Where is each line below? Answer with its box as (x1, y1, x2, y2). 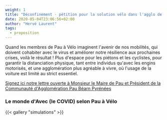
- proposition (9, 30, 39, 35)
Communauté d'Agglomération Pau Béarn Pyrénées (5, 86, 111, 91)
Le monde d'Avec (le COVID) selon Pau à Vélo (5, 98, 117, 105)
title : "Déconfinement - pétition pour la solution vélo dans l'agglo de (5, 12, 162, 17)
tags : (5, 26, 16, 31)
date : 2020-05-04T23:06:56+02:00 (5, 16, 75, 21)
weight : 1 (5, 7, 26, 12)
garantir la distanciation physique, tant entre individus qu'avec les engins (5, 60, 156, 66)
